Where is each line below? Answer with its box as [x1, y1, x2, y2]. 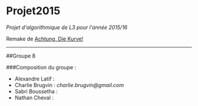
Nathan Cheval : [14, 94, 54, 101]
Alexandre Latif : [14, 75, 55, 82]
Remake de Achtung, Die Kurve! [6, 35, 84, 42]
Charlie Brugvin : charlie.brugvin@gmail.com [14, 81, 124, 88]
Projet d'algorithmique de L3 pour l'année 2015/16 [6, 24, 128, 31]
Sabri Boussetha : [14, 88, 58, 95]
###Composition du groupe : [6, 63, 77, 70]
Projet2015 [6, 4, 61, 18]
